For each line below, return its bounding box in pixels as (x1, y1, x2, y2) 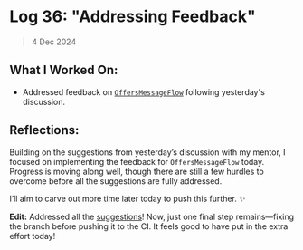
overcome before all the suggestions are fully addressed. (9, 175, 223, 187)
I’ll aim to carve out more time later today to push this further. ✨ (9, 193, 246, 204)
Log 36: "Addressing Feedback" (9, 6, 256, 27)
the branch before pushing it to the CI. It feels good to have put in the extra (9, 220, 289, 232)
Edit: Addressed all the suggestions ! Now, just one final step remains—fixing (9, 211, 295, 222)
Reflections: (9, 122, 80, 138)
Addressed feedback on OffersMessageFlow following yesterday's (22, 86, 265, 97)
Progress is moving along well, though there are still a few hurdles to (9, 166, 264, 177)
